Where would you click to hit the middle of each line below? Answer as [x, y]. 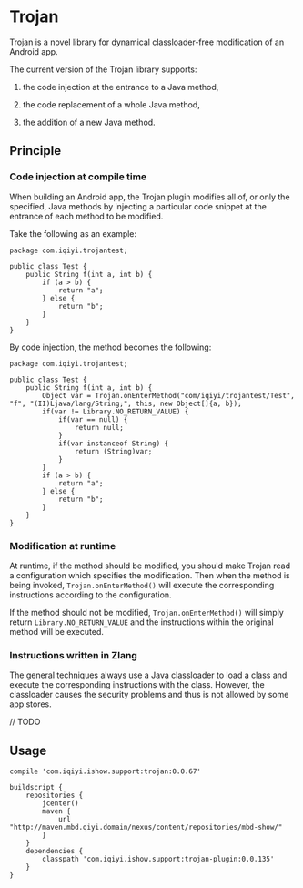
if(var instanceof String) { [113, 444]
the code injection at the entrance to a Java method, [121, 87]
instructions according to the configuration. [91, 595]
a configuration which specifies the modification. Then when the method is [150, 575]
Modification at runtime [63, 546]
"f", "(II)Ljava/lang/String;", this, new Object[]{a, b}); [126, 403]
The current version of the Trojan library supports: [103, 69]
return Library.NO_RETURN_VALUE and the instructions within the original [142, 622]
